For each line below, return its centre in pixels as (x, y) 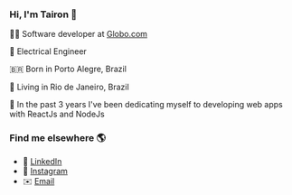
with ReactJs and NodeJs (57, 114)
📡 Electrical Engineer (48, 51)
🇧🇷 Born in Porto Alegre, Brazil (68, 69)
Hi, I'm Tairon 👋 (43, 14)
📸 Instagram (45, 171)
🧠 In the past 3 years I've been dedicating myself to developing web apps (146, 105)
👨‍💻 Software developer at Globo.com (78, 34)
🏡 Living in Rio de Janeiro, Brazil (69, 87)
